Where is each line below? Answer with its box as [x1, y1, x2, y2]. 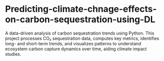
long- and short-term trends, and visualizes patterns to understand [5, 40, 142, 46]
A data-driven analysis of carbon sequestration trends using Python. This [5, 30, 155, 36]
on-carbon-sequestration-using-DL [5, 14, 156, 25]
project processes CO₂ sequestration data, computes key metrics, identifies [5, 35, 160, 41]
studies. [5, 51, 21, 57]
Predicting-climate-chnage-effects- [5, 3, 157, 15]
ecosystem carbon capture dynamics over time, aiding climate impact [5, 46, 147, 52]
